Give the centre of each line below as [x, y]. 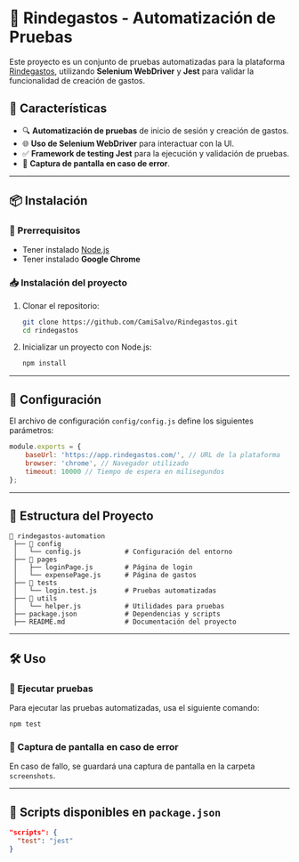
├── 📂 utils [35, 599]
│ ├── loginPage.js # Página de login [103, 568]
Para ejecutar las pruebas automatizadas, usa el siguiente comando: [134, 708]
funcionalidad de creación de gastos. [77, 80]
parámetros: [32, 431]
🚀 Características [58, 109]
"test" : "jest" [45, 841]
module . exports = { [45, 447]
